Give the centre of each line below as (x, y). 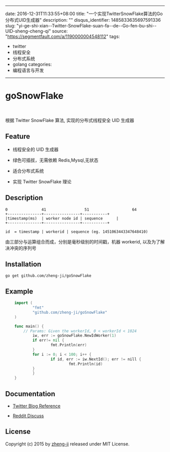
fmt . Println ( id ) (86, 364)
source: (60, 31)
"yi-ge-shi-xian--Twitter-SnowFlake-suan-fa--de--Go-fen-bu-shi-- (87, 26)
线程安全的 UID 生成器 (35, 149)
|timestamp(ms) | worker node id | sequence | (62, 218)
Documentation (30, 394)
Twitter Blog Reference (36, 406)
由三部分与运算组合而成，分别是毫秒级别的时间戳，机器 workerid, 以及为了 (83, 241)
